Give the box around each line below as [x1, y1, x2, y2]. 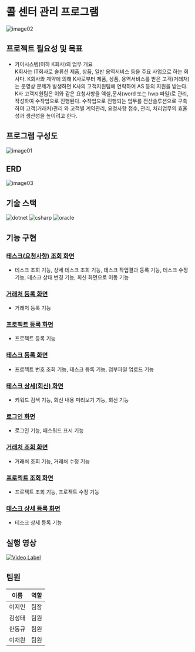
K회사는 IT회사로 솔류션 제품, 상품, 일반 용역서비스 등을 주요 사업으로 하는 [14, 68, 183, 75]
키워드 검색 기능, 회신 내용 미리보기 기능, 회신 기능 [14, 396, 129, 403]
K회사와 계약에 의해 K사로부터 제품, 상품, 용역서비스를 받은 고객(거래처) [27, 75, 190, 82]
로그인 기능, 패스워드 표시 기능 [14, 427, 84, 434]
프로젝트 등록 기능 [14, 335, 56, 342]
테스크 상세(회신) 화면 [6, 382, 63, 390]
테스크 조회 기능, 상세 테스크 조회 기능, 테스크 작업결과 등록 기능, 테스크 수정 [14, 266, 189, 273]
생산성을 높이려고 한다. [25, 112, 78, 119]
